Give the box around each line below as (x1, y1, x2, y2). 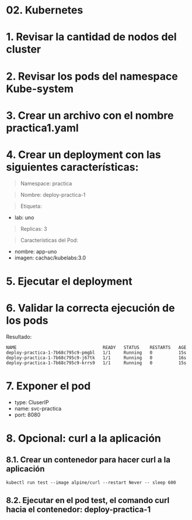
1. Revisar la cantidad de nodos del (6, 30, 177, 44)
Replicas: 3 (20, 225, 48, 232)
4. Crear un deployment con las (6, 148, 162, 161)
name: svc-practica (14, 405, 62, 412)
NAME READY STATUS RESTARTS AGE (6, 344, 187, 350)
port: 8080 (14, 411, 41, 418)
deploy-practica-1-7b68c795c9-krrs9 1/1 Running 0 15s (6, 360, 187, 366)
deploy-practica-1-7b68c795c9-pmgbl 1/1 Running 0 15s (6, 350, 187, 355)
